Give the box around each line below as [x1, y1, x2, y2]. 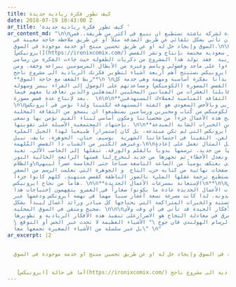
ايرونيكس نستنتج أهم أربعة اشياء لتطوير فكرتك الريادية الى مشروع [29, 69, 228, 76]
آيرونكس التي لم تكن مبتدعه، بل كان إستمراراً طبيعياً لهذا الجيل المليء [13, 127, 228, 134]
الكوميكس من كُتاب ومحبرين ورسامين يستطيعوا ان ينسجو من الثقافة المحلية [13, 108, 231, 115]
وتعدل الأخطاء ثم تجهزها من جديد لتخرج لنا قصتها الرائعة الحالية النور [13, 153, 228, 161]
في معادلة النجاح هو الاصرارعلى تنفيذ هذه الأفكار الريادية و [38, 212, 218, 219]
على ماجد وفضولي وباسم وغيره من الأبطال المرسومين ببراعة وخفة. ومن [13, 62, 216, 69]
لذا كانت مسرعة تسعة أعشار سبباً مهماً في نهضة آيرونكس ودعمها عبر [13, 192, 209, 199]
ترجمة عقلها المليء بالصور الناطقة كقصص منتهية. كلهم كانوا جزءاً [13, 173, 209, 180]
